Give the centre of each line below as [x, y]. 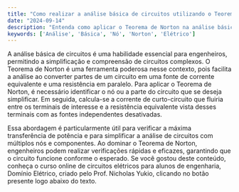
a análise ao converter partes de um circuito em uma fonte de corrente [111, 77]
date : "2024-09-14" [36, 21]
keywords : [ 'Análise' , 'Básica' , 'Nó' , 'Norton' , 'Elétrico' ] [101, 34]
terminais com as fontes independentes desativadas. [85, 114]
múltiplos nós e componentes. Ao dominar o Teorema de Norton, [102, 144]
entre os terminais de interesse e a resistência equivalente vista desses [112, 107]
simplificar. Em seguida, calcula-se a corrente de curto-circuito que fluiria [116, 100]
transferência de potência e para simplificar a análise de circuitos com [110, 136]
